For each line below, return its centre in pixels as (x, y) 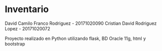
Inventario (27, 9)
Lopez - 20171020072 (27, 28)
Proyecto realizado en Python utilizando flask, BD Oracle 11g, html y (75, 38)
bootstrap (15, 43)
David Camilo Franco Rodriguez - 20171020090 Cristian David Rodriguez (81, 23)
